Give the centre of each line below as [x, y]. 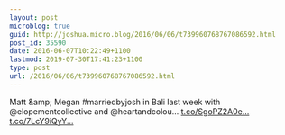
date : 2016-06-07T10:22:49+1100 [70, 51]
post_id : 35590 [38, 43]
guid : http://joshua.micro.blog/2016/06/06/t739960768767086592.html [143, 34]
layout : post [34, 18]
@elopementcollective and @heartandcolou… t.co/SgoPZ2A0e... [129, 111]
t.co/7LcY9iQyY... [41, 121]
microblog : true [40, 26]
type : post [30, 68]
